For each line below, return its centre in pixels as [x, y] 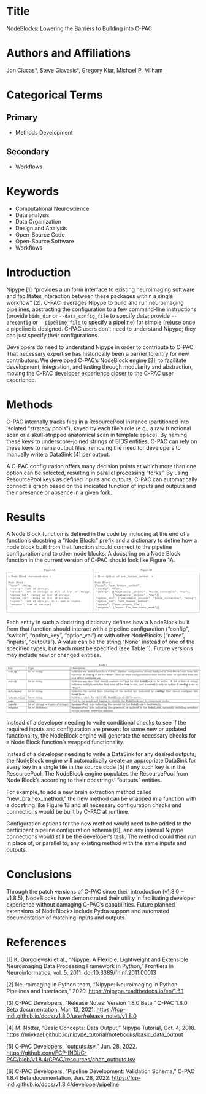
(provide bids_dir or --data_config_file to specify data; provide [88, 315]
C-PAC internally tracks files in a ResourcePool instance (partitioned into [98, 422]
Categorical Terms [55, 95]
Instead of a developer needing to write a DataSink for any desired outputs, [101, 754]
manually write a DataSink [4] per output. [58, 454]
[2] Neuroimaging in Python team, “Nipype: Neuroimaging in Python [92, 984]
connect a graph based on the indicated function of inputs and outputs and [101, 486]
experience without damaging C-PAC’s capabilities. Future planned [91, 905]
